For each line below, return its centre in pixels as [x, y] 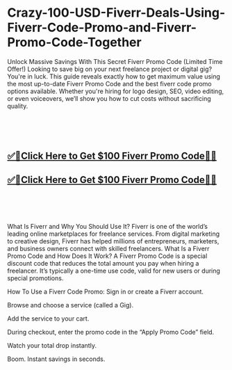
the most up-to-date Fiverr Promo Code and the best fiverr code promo [109, 83]
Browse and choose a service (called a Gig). [71, 305]
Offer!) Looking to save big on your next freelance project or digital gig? [110, 69]
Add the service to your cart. [48, 319]
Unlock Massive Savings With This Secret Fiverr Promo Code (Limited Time [115, 61]
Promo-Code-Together [74, 42]
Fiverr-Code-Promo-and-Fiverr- [102, 27]
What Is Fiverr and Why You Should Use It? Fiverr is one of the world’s [108, 226]
